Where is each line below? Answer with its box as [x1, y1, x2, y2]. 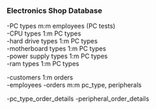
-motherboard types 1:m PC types [6, 45, 106, 53]
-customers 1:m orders [6, 73, 73, 82]
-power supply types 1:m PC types [6, 52, 108, 60]
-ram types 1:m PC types [6, 60, 80, 68]
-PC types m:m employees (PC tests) [6, 22, 115, 31]
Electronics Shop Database [6, 6, 103, 16]
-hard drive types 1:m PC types [6, 37, 98, 45]
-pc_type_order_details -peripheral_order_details [6, 94, 150, 103]
